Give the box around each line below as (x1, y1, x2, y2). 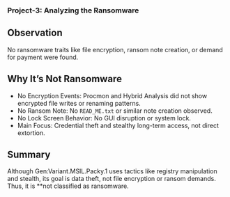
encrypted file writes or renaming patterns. (17, 99, 141, 107)
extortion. (17, 128, 45, 137)
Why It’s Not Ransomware (7, 73, 122, 85)
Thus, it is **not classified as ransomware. (7, 182, 129, 190)
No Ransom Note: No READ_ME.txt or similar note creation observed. (17, 107, 213, 115)
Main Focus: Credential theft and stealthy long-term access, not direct (17, 121, 220, 129)
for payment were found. (7, 53, 79, 61)
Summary (7, 148, 51, 160)
